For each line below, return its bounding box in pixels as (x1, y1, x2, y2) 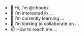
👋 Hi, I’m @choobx (10, 5, 49, 10)
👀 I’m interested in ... (10, 10, 53, 16)
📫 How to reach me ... (10, 26, 58, 32)
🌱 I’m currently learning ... (10, 15, 65, 21)
